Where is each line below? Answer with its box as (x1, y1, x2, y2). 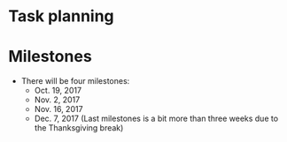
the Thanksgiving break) (34, 123, 124, 133)
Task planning (8, 6, 114, 26)
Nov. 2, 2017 (34, 94, 81, 105)
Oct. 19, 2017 (34, 86, 81, 96)
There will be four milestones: (20, 76, 130, 86)
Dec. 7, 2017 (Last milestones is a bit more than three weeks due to (34, 113, 279, 124)
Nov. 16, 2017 (34, 104, 83, 115)
